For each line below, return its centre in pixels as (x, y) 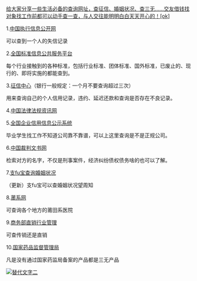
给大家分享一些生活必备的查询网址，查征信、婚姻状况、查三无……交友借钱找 (98, 9)
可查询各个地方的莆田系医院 (40, 210)
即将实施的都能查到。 (47, 73)
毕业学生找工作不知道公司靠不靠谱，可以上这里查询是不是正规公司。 (88, 135)
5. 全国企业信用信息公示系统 (39, 123)
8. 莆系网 (16, 198)
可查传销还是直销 (27, 235)
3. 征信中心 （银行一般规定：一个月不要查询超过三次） (70, 85)
